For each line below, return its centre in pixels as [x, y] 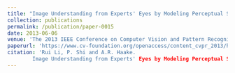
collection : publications [45, 20]
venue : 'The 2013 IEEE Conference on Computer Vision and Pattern [106, 40]
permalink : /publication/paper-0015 [60, 26]
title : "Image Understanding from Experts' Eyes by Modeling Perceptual [115, 14]
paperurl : [22, 46]
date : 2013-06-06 [33, 33]
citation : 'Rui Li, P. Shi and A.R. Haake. [72, 53]
